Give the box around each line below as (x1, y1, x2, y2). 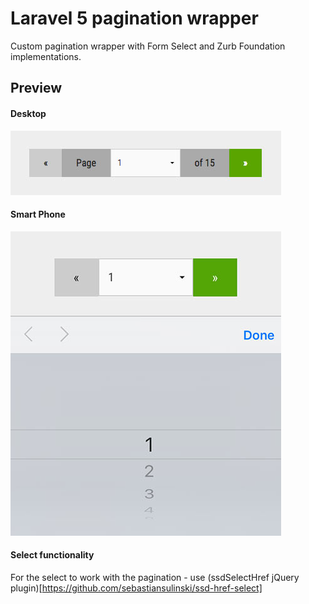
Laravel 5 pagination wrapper (10, 7, 259, 30)
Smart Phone (10, 208, 66, 221)
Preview (10, 80, 63, 97)
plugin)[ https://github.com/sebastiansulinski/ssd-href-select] (10, 582, 263, 594)
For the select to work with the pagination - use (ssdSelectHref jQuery (10, 571, 300, 583)
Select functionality (10, 549, 95, 561)
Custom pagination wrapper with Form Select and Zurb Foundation (10, 40, 286, 52)
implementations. (10, 50, 82, 62)
